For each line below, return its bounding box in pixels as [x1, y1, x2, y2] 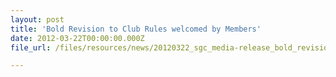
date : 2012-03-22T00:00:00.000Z [10, 33, 145, 43]
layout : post [10, 14, 65, 25]
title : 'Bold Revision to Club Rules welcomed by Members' [10, 24, 262, 34]
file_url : [10, 42, 52, 53]
